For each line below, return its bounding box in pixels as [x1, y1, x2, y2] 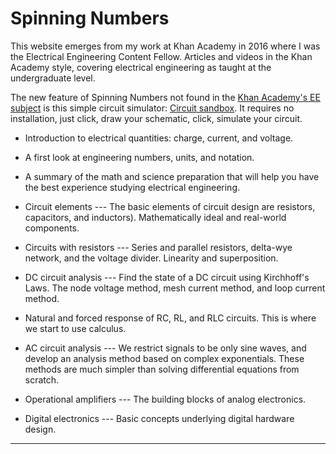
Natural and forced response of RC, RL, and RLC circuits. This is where [24, 312, 317, 324]
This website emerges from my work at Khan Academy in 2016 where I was [10, 40, 321, 52]
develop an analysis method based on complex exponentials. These [24, 352, 305, 364]
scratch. [24, 373, 60, 386]
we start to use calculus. [24, 322, 127, 334]
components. [24, 222, 80, 234]
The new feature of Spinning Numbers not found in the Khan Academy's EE [10, 91, 321, 103]
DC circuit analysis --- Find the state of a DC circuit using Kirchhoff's [24, 271, 310, 283]
